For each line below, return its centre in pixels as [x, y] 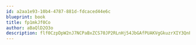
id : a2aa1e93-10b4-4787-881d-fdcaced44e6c [58, 11]
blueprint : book [26, 17]
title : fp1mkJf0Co [28, 22]
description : [22, 33]
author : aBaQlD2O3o [30, 28]
